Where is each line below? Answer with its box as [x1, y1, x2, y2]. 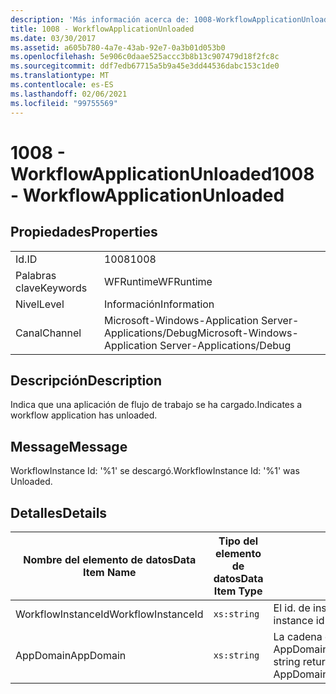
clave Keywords [15, 281, 88, 295]
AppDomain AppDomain [15, 648, 127, 662]
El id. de [273, 601, 311, 615]
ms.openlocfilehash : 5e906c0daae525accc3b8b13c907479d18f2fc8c [10, 52, 280, 62]
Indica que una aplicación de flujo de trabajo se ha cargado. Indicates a [10, 399, 303, 411]
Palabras [15, 268, 57, 282]
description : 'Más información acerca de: [10, 14, 190, 25]
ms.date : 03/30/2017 [10, 33, 97, 43]
